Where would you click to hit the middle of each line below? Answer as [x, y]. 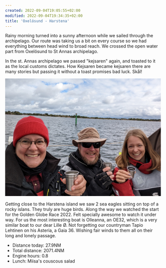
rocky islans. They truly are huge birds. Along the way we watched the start [82, 209]
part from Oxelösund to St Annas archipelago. [52, 52]
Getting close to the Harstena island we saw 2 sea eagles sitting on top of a [82, 204]
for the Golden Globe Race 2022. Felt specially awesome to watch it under [81, 214]
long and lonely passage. [31, 235]
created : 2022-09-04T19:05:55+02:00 [43, 10]
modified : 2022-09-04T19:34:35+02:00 [44, 16]
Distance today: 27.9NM [37, 245]
